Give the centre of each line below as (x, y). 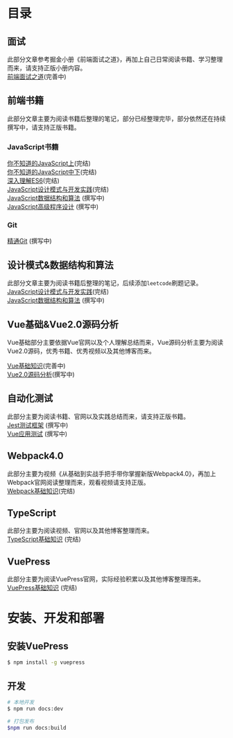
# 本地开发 (21, 702)
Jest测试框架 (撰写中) (38, 425)
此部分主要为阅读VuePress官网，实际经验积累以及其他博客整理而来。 (106, 579)
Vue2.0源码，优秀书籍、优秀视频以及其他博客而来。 (81, 351)
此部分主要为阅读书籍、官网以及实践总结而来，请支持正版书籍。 (98, 416)
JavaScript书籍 (33, 147)
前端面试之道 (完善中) (37, 77)
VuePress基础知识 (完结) (42, 588)
